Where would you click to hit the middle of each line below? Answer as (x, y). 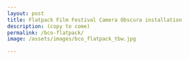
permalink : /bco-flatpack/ (46, 33)
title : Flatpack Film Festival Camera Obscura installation (95, 20)
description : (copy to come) (49, 26)
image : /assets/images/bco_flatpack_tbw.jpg (72, 39)
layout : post (26, 13)
